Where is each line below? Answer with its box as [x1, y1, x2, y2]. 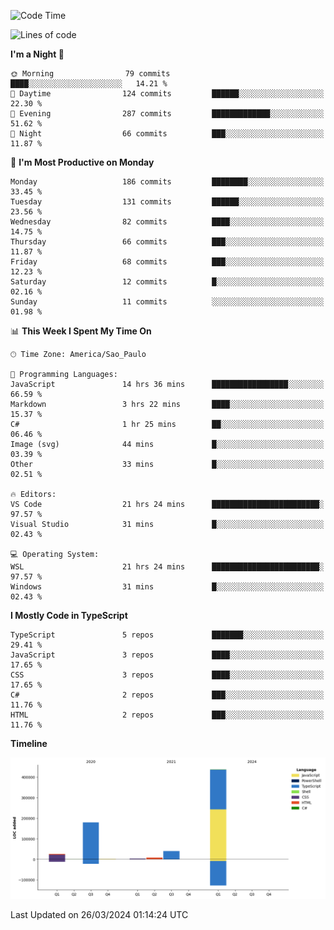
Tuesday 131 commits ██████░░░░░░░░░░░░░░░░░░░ [10, 197, 325, 207]
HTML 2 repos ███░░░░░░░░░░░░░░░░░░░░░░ [10, 710, 325, 720]
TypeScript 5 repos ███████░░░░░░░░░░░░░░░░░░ [10, 630, 325, 640]
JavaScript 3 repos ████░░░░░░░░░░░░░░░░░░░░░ [10, 650, 325, 660]
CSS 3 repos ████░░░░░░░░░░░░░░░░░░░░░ [10, 670, 325, 680]
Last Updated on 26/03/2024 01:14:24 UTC [10, 909, 189, 921]
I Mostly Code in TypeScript [10, 610, 128, 621]
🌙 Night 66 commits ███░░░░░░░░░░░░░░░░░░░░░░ [10, 129, 325, 139]
